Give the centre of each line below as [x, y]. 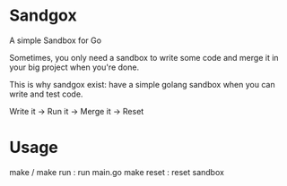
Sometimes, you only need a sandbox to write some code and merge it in [144, 57]
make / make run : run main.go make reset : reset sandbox [117, 172]
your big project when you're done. [74, 67]
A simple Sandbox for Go [55, 40]
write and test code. [46, 94]
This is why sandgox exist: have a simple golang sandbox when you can [142, 84]
